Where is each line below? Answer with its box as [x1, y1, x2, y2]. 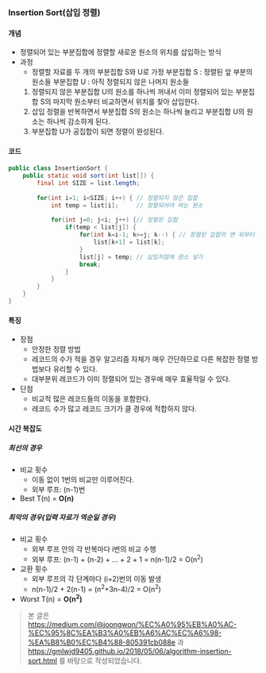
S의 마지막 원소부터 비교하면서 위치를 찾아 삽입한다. [40, 97, 200, 106]
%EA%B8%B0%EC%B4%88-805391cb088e [27, 637, 176, 647]
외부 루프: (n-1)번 [31, 484, 86, 494]
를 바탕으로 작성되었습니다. [59, 656, 142, 665]
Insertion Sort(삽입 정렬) [8, 6, 101, 17]
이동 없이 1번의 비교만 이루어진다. [31, 475, 135, 484]
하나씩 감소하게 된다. [46, 117, 111, 126]
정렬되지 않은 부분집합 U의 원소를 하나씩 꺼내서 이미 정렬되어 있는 [31, 87, 234, 97]
